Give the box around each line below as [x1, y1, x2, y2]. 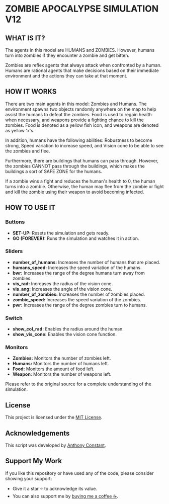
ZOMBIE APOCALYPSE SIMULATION [5, 3, 159, 15]
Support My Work [5, 457, 62, 465]
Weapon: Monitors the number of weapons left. [12, 371, 112, 377]
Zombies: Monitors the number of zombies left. [12, 355, 111, 361]
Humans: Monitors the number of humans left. [12, 361, 109, 367]
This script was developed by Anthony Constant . [5, 442, 107, 448]
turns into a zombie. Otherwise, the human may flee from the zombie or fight [5, 183, 164, 189]
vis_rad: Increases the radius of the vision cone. [12, 280, 113, 287]
